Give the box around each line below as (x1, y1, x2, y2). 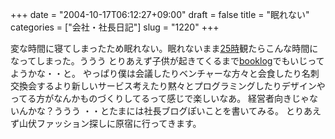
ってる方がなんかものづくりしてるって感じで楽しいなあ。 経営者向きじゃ (10, 93, 310, 104)
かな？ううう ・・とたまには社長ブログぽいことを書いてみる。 (27, 105, 285, 117)
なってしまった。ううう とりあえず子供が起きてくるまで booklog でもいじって (10, 55, 325, 67)
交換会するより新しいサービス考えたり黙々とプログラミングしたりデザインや (10, 80, 326, 92)
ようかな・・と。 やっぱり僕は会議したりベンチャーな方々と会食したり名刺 (10, 68, 320, 79)
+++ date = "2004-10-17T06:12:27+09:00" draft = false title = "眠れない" (10, 9, 310, 20)
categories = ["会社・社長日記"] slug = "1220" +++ (10, 21, 220, 33)
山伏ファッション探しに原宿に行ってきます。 (18, 118, 202, 129)
